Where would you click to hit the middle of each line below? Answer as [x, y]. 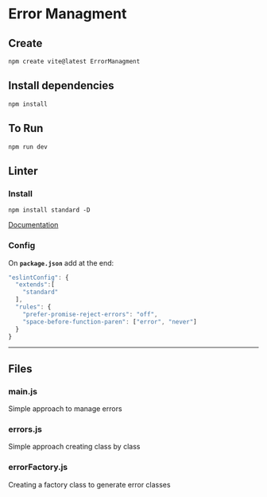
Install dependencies [61, 85]
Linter [23, 171]
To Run [26, 128]
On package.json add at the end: [61, 262]
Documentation [33, 225]
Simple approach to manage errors [65, 409]
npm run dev [28, 147]
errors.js [25, 429]
